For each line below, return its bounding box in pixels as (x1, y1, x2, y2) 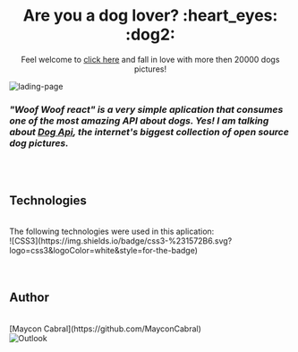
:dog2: (124, 24, 176, 45)
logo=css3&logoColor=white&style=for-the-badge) (9, 245, 199, 256)
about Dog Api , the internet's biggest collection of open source (9, 125, 289, 138)
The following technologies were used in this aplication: (9, 226, 215, 237)
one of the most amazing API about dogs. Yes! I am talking (9, 114, 269, 126)
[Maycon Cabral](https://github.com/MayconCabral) (9, 323, 201, 334)
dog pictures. (9, 136, 69, 149)
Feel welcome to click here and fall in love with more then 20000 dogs (21, 54, 280, 64)
